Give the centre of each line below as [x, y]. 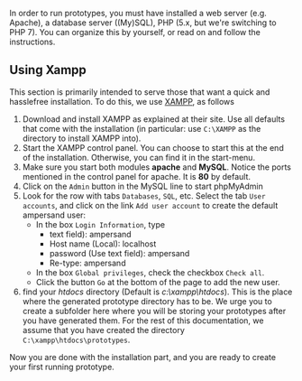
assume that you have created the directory [103, 330]
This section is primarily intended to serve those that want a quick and [140, 92]
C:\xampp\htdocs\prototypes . [76, 339]
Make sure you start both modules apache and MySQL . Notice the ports [156, 167]
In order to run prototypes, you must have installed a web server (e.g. [138, 13]
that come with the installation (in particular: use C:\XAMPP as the [142, 128]
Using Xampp [48, 70]
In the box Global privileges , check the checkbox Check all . [150, 272]
